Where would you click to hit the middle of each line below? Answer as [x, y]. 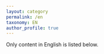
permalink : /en [25, 17]
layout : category [27, 11]
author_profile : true [32, 28]
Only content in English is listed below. [52, 45]
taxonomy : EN [22, 22]
